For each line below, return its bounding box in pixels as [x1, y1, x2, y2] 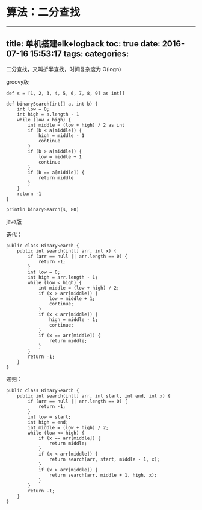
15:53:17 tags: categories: [29, 49, 129, 59]
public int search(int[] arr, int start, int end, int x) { [17, 393, 171, 399]
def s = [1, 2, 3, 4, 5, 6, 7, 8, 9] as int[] [6, 90, 125, 97]
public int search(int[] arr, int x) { [17, 248, 117, 254]
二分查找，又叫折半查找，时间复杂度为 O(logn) [6, 65, 121, 72]
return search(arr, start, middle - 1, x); [49, 456, 161, 462]
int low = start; [28, 414, 71, 420]
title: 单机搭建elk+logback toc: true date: [6, 39, 161, 49]
